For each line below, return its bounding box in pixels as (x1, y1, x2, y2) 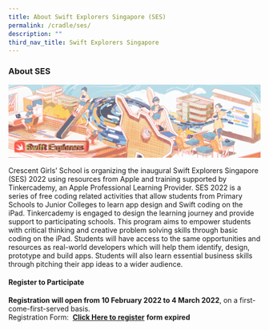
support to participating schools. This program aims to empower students (8, 216, 251, 226)
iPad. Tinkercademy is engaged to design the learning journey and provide (8, 208, 255, 218)
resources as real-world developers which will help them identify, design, (8, 242, 250, 252)
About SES (8, 66, 50, 77)
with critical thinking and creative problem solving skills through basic (8, 225, 239, 235)
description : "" (8, 30, 62, 38)
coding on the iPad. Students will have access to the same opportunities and (8, 233, 261, 243)
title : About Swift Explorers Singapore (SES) (8, 13, 167, 21)
